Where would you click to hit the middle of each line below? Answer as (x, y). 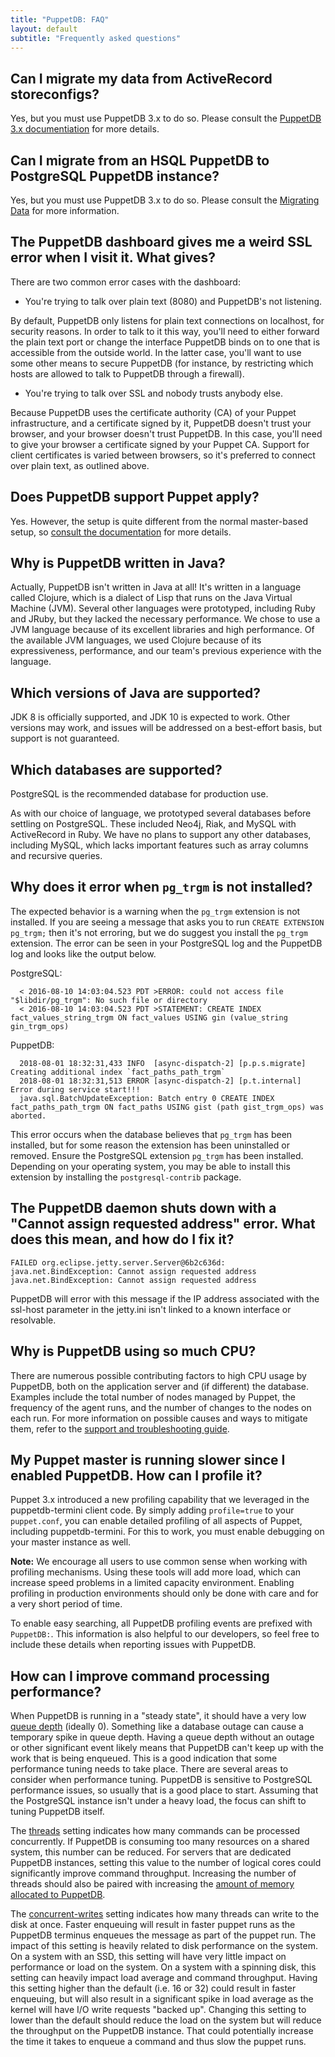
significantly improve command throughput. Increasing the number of (153, 1873)
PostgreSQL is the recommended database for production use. (139, 794)
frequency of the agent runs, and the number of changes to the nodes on (161, 1407)
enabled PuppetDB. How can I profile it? (136, 1475)
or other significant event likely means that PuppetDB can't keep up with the (167, 1748)
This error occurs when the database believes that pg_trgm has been (151, 1134)
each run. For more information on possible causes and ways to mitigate (159, 1418)
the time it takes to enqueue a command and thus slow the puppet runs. (158, 2042)
